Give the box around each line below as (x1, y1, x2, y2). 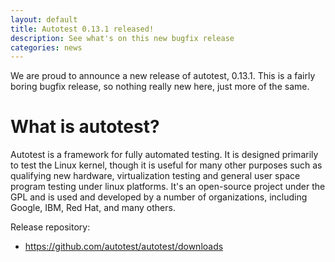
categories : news (10, 42, 83, 53)
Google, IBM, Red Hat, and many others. (10, 202, 176, 214)
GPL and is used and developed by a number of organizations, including (10, 191, 308, 203)
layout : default (10, 14, 78, 25)
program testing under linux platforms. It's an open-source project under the (10, 181, 326, 193)
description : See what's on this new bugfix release (10, 33, 235, 43)
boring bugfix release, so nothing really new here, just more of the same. (10, 81, 310, 93)
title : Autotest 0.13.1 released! (10, 24, 155, 34)
